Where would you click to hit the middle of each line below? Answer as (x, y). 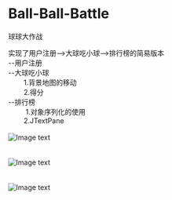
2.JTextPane (44, 120)
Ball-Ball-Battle (59, 14)
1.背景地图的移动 (50, 82)
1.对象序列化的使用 (56, 111)
